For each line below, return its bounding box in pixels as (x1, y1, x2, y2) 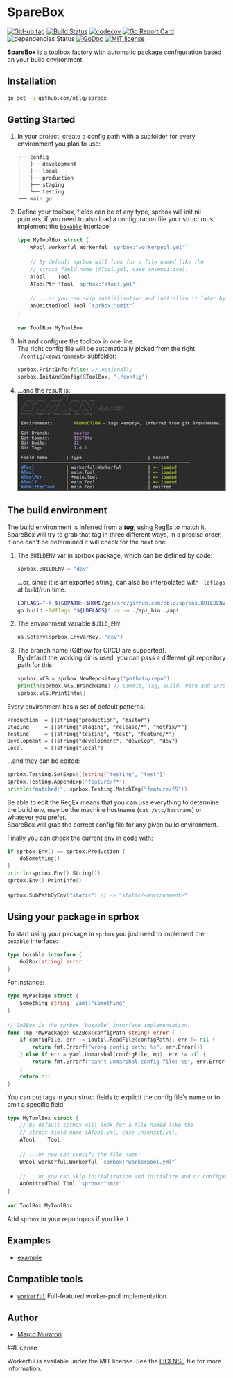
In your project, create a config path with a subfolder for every (17, 132, 196, 141)
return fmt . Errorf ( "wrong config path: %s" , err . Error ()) (32, 1044, 203, 1051)
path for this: (17, 661, 54, 669)
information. (7, 1364, 42, 1373)
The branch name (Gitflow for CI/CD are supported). (17, 646, 166, 655)
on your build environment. (7, 55, 85, 63)
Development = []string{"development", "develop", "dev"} (7, 737, 178, 744)
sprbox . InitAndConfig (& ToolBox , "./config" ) (17, 373, 148, 380)
